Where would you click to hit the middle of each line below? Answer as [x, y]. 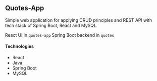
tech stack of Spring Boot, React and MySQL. [51, 25]
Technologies [20, 46]
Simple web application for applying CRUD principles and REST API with [78, 20]
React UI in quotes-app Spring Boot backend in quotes [60, 35]
